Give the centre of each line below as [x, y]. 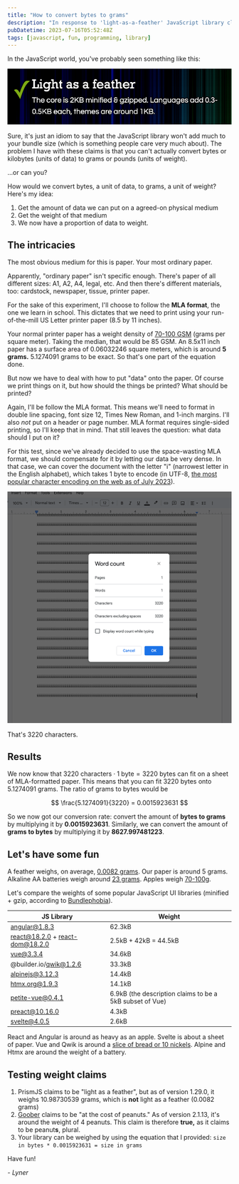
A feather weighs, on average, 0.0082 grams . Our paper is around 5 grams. [118, 871]
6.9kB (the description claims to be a [164, 994]
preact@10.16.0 [34, 1011]
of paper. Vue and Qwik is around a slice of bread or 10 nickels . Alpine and [117, 1045]
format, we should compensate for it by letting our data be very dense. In [115, 459]
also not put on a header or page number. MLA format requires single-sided [118, 423]
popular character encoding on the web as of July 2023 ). [91, 482]
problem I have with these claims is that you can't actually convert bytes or [117, 151]
